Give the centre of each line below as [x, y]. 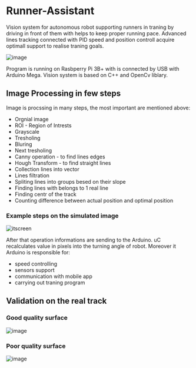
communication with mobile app [53, 276]
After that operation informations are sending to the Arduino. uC [84, 240]
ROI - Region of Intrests [43, 125]
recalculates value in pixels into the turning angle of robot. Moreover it [91, 246]
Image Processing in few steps [64, 93]
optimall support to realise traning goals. [55, 46]
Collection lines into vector [47, 169]
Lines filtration [32, 175]
